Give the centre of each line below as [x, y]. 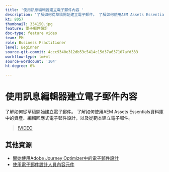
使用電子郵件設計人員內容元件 [43, 164]
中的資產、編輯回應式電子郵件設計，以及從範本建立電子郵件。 [69, 118]
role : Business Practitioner [36, 43]
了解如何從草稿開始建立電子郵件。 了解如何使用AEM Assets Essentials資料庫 [84, 112]
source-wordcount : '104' [31, 61]
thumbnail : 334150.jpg [29, 24]
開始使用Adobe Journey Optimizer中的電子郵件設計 [66, 158]
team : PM [14, 38]
